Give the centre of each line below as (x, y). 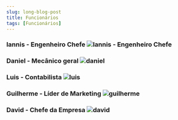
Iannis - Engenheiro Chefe (46, 44)
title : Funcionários (33, 18)
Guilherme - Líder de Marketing (54, 94)
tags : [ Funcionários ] (34, 23)
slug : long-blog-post (34, 12)
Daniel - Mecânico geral (43, 61)
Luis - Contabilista (34, 77)
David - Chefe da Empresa (46, 110)
